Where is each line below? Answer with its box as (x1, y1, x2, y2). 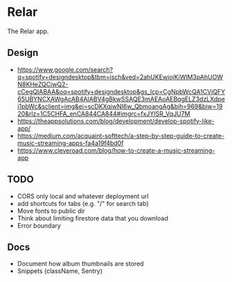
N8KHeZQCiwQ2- (17, 80, 69, 88)
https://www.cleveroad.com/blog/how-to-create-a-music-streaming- (17, 146, 215, 154)
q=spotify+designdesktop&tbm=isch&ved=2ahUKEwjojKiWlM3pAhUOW (17, 73, 224, 81)
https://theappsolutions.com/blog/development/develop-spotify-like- (17, 117, 215, 125)
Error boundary (17, 221, 61, 229)
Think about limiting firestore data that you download (17, 214, 168, 222)
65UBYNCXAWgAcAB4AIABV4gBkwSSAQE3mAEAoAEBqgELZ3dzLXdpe (17, 95, 225, 103)
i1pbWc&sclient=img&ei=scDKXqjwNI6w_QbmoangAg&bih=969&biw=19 (17, 102, 223, 111)
